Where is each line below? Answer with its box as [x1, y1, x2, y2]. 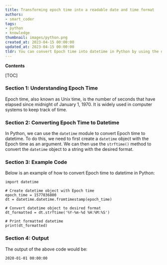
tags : [5, 21, 16, 26]
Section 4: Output [5, 235, 49, 242]
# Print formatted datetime [5, 219, 64, 224]
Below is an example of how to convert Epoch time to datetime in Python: [5, 170, 155, 176]
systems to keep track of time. [5, 107, 68, 113]
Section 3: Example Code [5, 159, 67, 166]
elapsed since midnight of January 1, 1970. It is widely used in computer [5, 101, 153, 107]
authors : [5, 12, 23, 17]
